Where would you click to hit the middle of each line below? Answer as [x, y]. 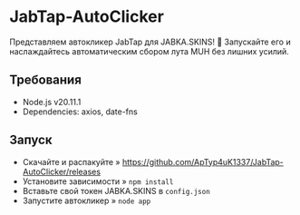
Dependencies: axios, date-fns [80, 112]
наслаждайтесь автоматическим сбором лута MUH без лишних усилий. [150, 51]
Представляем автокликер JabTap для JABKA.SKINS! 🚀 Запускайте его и [150, 42]
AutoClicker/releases [62, 171]
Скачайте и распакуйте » [71, 161]
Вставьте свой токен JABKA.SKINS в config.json [116, 191]
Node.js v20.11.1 [52, 102]
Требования [45, 80]
